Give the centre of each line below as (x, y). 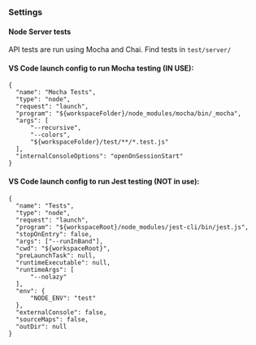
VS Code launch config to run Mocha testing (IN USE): (101, 68)
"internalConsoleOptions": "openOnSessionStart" (100, 157)
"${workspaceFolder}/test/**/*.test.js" (99, 142)
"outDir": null (41, 326)
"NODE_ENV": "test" (63, 298)
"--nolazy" (48, 277)
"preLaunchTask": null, (56, 255)
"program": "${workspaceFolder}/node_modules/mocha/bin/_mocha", (129, 114)
